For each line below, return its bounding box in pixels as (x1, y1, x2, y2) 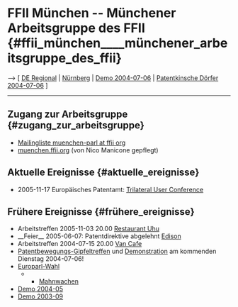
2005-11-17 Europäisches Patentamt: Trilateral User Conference (17, 185, 204, 194)
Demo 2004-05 (17, 285, 64, 294)
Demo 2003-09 (17, 292, 64, 301)
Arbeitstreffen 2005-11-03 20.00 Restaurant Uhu (17, 225, 159, 233)
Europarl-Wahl (17, 262, 60, 271)
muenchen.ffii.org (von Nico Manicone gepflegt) (17, 145, 159, 154)
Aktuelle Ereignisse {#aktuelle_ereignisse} (7, 167, 200, 179)
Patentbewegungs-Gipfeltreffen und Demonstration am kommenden (17, 247, 217, 256)
